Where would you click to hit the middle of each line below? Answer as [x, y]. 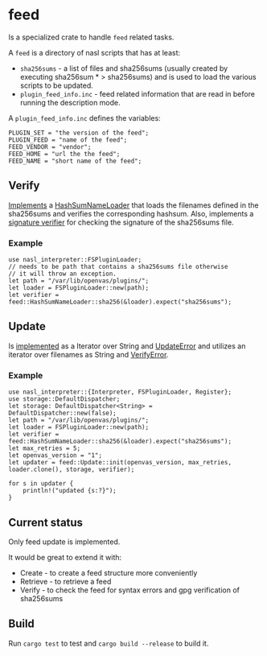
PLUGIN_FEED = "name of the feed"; [68, 140]
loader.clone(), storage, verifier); [72, 470]
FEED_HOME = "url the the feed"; [64, 154]
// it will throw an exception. [62, 274]
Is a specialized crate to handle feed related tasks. [91, 37]
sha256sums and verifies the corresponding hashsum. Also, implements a [131, 213]
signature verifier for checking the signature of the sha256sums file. [121, 222]
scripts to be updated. [57, 85]
